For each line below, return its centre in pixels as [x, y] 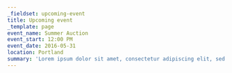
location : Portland [35, 53]
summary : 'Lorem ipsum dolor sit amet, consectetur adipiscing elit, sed [116, 59]
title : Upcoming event [40, 20]
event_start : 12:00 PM [40, 40]
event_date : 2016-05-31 [42, 46]
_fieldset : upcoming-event [46, 14]
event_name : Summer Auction [48, 33]
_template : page [31, 26]
